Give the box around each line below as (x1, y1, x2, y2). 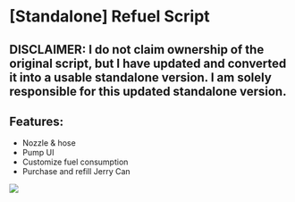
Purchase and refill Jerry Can (21, 166, 131, 177)
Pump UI (21, 147, 55, 158)
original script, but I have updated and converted (9, 55, 287, 71)
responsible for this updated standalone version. (9, 83, 287, 99)
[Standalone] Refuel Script (9, 6, 210, 27)
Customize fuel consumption (21, 156, 129, 167)
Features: (9, 114, 64, 129)
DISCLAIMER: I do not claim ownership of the (9, 42, 265, 57)
